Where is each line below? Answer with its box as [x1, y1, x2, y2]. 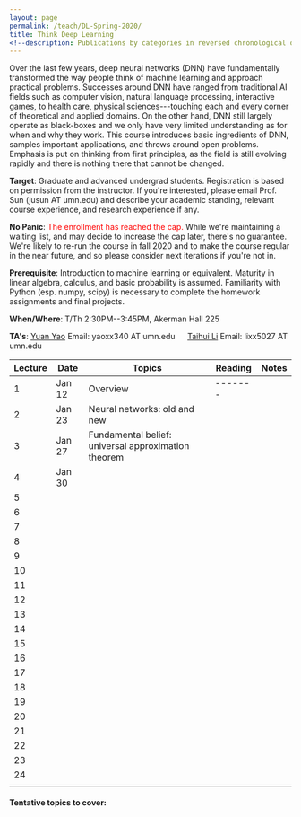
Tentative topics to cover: [9, 796, 107, 808]
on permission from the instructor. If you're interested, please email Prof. [9, 185, 278, 196]
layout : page [9, 13, 58, 22]
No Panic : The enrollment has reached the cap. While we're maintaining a [9, 222, 281, 233]
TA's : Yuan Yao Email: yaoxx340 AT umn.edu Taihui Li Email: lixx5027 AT [9, 331, 288, 342]
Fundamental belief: [88, 428, 172, 441]
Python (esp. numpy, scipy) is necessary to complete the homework [9, 286, 261, 297]
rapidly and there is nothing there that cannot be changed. [9, 158, 225, 169]
